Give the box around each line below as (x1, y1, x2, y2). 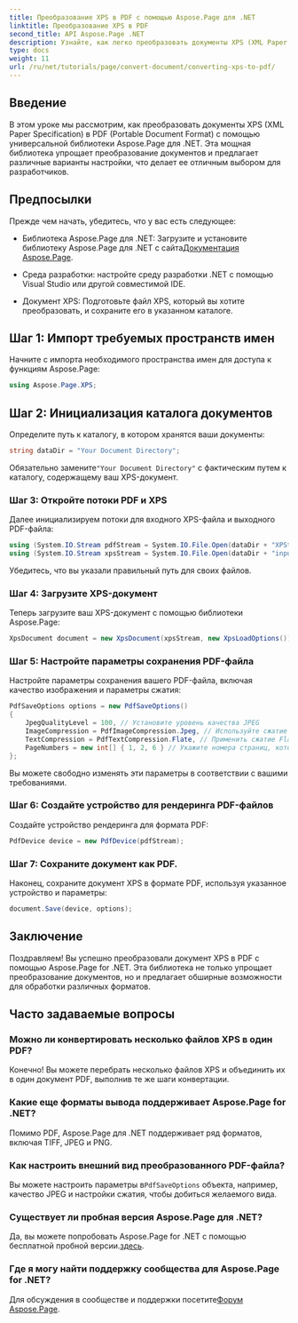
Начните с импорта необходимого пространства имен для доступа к (9, 355, 272, 365)
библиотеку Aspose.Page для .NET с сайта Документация (21, 242, 239, 253)
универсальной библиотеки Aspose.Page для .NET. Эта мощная (9, 138, 251, 148)
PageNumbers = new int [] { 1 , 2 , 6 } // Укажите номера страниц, (25, 743, 272, 752)
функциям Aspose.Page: (9, 363, 100, 374)
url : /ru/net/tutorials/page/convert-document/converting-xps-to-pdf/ (9, 63, 276, 72)
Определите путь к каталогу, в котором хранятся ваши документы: (9, 429, 265, 440)
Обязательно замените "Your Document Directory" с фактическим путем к (9, 462, 286, 473)
